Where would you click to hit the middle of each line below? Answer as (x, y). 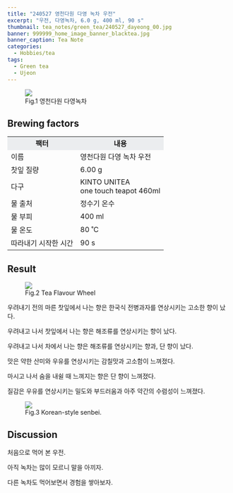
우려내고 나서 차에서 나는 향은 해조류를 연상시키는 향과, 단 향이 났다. (100, 346)
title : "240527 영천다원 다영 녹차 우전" (62, 14)
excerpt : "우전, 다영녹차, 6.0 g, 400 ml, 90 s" (76, 20)
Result (22, 269)
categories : (25, 47)
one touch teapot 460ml (120, 191)
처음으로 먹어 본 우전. (36, 452)
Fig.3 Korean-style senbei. (64, 413)
